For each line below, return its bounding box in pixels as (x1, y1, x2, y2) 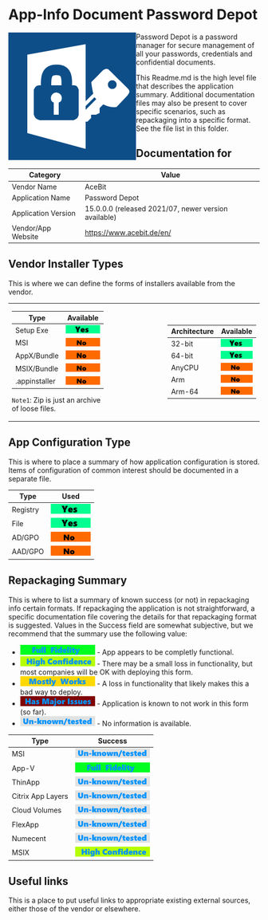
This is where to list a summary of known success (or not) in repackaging (8, 595, 250, 604)
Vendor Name (11, 182, 57, 191)
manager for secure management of (136, 40, 255, 49)
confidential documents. (136, 57, 216, 67)
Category (29, 170, 61, 180)
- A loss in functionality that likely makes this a (97, 678, 250, 688)
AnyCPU (171, 363, 199, 372)
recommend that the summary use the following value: (8, 628, 187, 639)
